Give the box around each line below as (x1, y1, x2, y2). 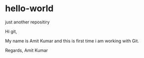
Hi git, (5, 28, 17, 34)
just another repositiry (5, 19, 50, 25)
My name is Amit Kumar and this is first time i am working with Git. (5, 38, 139, 44)
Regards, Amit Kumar (5, 47, 48, 53)
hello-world (5, 3, 54, 14)
